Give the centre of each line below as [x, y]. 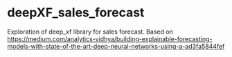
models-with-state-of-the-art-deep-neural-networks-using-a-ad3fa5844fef [116, 46]
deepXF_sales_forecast [76, 13]
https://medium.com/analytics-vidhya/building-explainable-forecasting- [110, 38]
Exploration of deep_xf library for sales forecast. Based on [90, 32]
